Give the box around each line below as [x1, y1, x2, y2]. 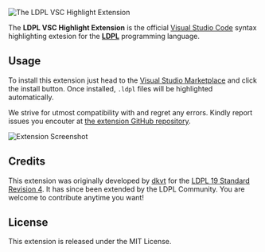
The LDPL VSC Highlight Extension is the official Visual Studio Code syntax [8, 23, 257, 32]
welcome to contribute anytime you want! [8, 192, 145, 202]
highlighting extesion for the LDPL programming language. [8, 32, 201, 41]
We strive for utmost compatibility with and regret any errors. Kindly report [8, 107, 253, 117]
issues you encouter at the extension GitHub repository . [8, 116, 191, 126]
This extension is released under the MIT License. [8, 237, 172, 246]
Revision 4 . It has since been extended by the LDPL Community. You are [8, 184, 245, 194]
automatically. [8, 92, 54, 102]
